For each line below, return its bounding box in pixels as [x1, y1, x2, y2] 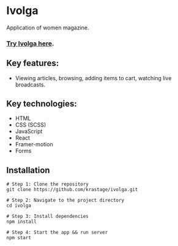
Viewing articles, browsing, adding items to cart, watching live [15, 74, 172, 81]
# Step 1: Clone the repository [6, 181, 89, 187]
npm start [6, 235, 32, 241]
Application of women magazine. [6, 24, 90, 31]
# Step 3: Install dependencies [6, 214, 89, 220]
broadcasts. [15, 81, 46, 88]
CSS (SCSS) [15, 121, 46, 129]
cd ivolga [6, 203, 32, 209]
